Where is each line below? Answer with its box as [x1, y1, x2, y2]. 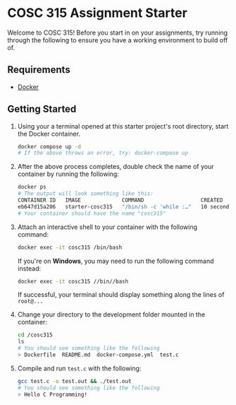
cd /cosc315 [17, 331, 53, 339]
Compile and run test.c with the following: [17, 364, 142, 372]
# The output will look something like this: [17, 190, 154, 197]
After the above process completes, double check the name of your [17, 163, 214, 171]
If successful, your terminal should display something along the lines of [17, 290, 225, 299]
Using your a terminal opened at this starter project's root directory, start [17, 122, 229, 130]
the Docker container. [17, 129, 81, 138]
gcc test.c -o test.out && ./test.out [17, 377, 132, 385]
